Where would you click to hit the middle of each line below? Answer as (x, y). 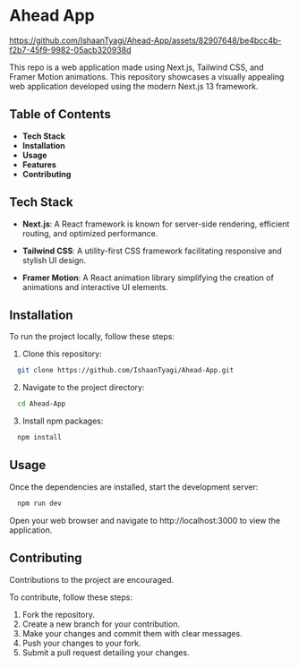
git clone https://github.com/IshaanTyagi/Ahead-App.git (126, 371)
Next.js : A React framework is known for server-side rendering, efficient (156, 224)
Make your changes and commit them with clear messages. (132, 633)
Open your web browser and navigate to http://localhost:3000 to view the (145, 520)
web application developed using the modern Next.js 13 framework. (134, 86)
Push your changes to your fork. (81, 643)
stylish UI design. (54, 260)
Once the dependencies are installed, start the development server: (134, 487)
